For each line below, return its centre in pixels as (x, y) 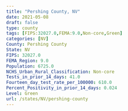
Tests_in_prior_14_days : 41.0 (43, 77)
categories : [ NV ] (27, 39)
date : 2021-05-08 (27, 17)
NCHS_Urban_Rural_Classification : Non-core (60, 72)
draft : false (22, 22)
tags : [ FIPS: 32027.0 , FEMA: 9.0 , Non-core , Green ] (64, 33)
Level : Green (22, 93)
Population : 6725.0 (30, 66)
